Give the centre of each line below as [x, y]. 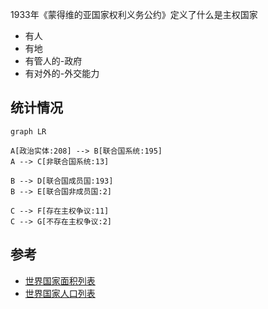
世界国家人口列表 [60, 293]
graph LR [28, 131]
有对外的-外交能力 [62, 73]
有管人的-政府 [53, 61]
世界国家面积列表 [60, 280]
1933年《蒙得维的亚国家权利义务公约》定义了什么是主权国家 [134, 14]
